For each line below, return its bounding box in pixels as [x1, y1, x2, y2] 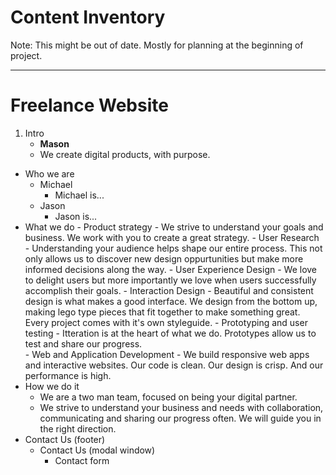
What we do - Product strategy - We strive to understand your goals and [24, 221, 324, 233]
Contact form [54, 454, 110, 466]
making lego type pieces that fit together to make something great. [24, 306, 301, 318]
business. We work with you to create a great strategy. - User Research [24, 231, 320, 243]
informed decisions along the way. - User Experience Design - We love [24, 263, 318, 275]
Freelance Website [10, 94, 169, 117]
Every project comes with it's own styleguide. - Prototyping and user [24, 316, 308, 328]
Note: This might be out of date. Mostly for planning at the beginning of [10, 39, 304, 51]
